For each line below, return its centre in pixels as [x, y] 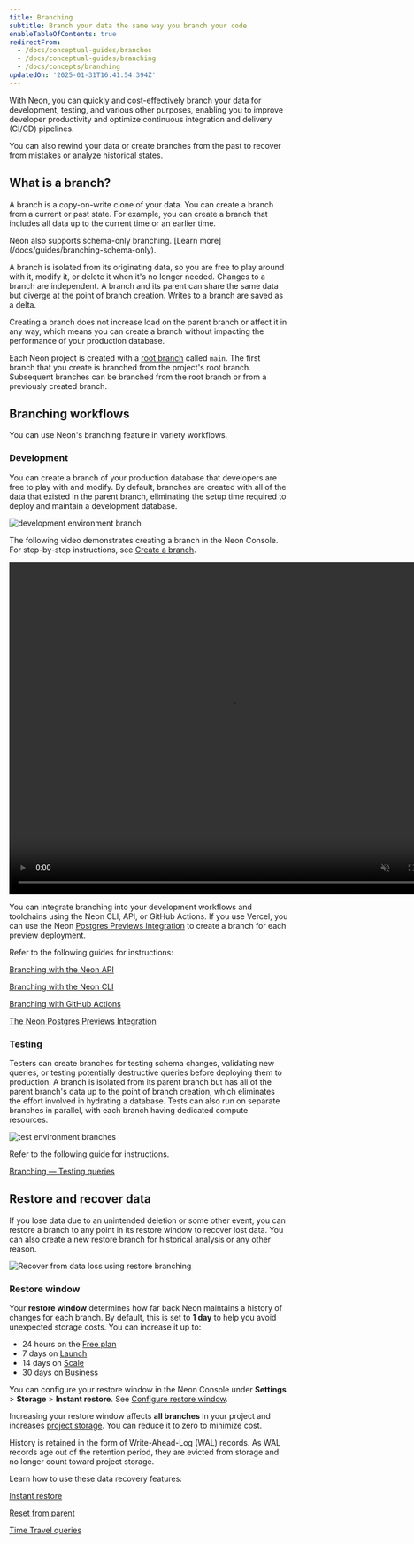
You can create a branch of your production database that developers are [143, 477]
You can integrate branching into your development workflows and [130, 907]
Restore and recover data [80, 1199]
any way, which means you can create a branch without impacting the [137, 331]
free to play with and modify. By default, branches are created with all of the [148, 487]
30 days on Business [60, 1372]
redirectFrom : [35, 42]
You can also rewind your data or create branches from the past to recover [145, 145]
